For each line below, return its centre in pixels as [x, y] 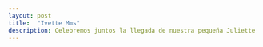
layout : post [30, 16]
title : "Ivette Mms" [44, 23]
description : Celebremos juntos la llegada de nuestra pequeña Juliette [132, 30]
